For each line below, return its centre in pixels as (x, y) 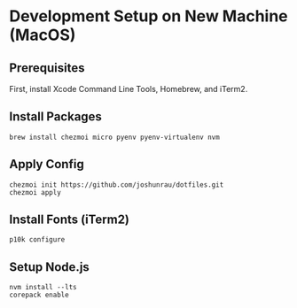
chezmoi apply (35, 192)
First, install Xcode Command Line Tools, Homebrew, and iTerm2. (129, 89)
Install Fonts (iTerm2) (70, 220)
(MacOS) (43, 35)
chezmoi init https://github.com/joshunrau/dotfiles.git (117, 185)
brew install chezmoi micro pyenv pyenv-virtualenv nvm (114, 137)
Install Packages (55, 117)
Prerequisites (47, 68)
